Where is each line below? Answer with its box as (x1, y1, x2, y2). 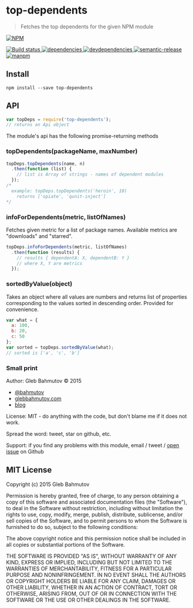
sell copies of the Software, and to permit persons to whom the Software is (6, 517, 188, 524)
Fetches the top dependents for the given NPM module (20, 23, 154, 30)
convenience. (6, 306, 39, 313)
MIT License (6, 465, 52, 475)
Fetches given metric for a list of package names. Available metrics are (6, 226, 178, 233)
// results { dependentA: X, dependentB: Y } (16, 255, 130, 261)
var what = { (6, 317, 38, 323)
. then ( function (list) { (11, 166, 72, 172)
